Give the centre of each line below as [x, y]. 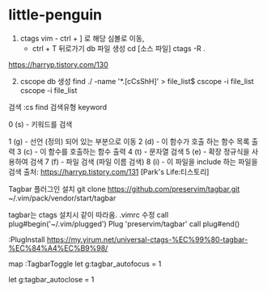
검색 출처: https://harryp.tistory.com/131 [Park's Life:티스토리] [109, 171]
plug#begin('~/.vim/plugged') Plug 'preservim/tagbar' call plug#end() [124, 223]
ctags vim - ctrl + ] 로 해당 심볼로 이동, [82, 38]
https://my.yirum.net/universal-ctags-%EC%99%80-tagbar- [147, 239]
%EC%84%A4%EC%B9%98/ [58, 248]
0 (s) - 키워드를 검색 [40, 124]
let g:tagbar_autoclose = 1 [51, 279]
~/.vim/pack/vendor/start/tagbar [62, 198]
